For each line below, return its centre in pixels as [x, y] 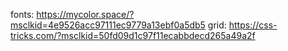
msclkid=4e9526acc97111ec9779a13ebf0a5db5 [108, 25]
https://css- [253, 25]
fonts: [22, 14]
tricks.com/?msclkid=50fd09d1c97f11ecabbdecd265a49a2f [133, 35]
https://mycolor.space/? [85, 14]
